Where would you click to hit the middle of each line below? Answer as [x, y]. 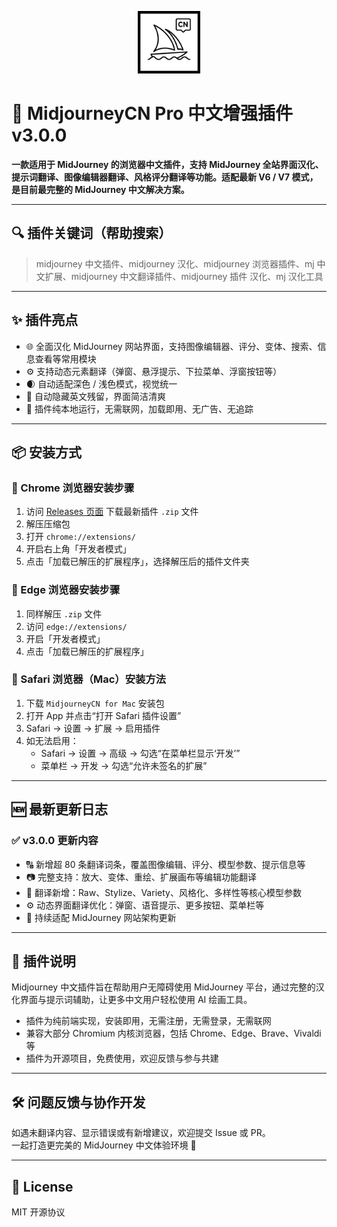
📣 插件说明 [43, 961]
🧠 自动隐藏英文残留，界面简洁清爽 [95, 396]
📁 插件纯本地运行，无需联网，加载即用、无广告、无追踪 [139, 408]
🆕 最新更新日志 [60, 809]
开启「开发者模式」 [65, 638]
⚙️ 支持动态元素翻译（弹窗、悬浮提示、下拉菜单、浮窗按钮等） [154, 371]
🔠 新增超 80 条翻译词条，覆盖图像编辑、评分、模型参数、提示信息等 [165, 864]
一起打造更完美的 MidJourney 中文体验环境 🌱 [104, 1145]
